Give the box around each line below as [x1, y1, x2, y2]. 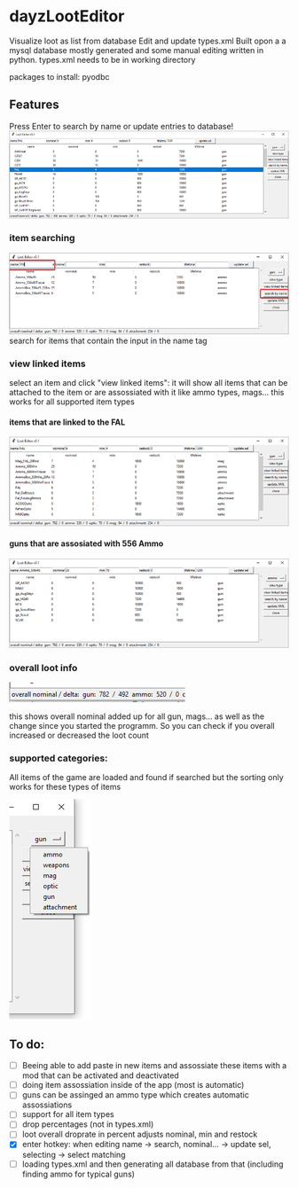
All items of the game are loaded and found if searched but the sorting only [9, 772, 284, 783]
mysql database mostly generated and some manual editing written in [9, 44, 264, 55]
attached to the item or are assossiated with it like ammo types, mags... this [9, 387, 285, 398]
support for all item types [21, 1109, 114, 1120]
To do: [9, 1036, 45, 1051]
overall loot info [9, 661, 78, 674]
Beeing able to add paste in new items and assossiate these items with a [21, 1060, 287, 1071]
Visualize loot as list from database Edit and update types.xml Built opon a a [9, 35, 286, 46]
